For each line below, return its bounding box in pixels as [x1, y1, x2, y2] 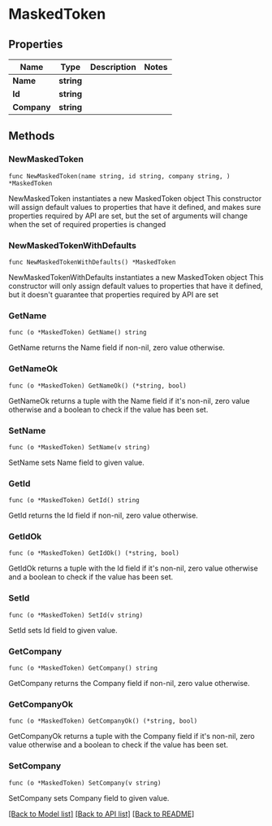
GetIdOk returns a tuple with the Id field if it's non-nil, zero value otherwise [8, 563, 258, 574]
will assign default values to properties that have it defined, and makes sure [8, 202, 261, 212]
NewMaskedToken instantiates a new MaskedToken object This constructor [8, 193, 262, 203]
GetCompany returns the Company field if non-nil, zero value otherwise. [8, 679, 250, 688]
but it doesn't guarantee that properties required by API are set [8, 290, 219, 299]
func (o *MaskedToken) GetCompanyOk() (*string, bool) [8, 717, 198, 725]
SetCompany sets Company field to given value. [8, 793, 170, 802]
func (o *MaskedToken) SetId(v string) [8, 611, 144, 619]
